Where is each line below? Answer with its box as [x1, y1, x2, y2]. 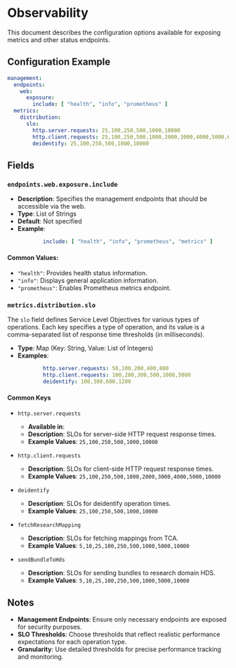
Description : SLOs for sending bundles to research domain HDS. [27, 569, 216, 577]
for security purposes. [17, 623, 82, 631]
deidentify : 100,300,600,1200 [43, 378, 131, 386]
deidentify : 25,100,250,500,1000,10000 [32, 140, 150, 147]
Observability [7, 5, 89, 21]
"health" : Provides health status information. [17, 269, 147, 277]
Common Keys [7, 393, 51, 402]
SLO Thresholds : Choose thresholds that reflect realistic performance [17, 630, 221, 638]
